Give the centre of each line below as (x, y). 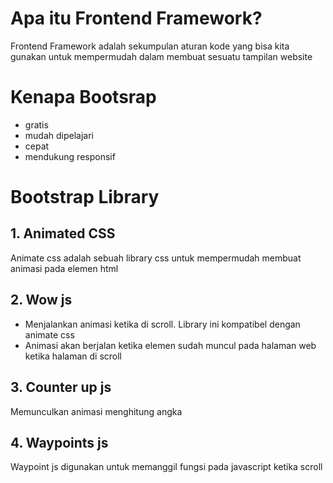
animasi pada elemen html (64, 268)
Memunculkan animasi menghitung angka (96, 411)
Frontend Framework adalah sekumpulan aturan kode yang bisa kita (150, 46)
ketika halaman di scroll (73, 356)
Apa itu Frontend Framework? (136, 18)
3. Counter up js (61, 387)
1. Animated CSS (63, 233)
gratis (36, 124)
